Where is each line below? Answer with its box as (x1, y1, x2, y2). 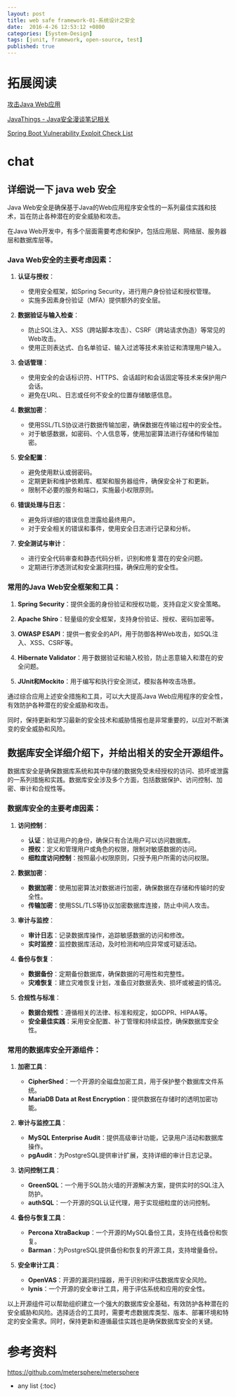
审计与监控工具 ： (17, 1118, 67, 1126)
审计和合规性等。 (19, 784, 69, 793)
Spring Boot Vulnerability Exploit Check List (7, 129, 133, 137)
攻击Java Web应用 (7, 100, 61, 108)
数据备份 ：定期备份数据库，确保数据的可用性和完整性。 (27, 969, 188, 977)
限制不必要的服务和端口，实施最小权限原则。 (27, 486, 158, 494)
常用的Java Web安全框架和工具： (7, 583, 121, 592)
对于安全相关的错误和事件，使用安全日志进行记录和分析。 (27, 524, 195, 533)
